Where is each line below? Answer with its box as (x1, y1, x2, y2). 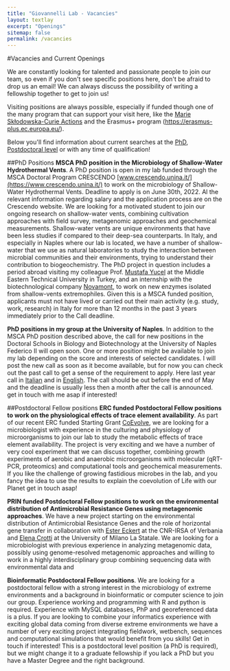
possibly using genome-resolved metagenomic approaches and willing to (7, 548, 215, 556)
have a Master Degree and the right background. (7, 657, 146, 665)
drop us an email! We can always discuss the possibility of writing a (7, 82, 198, 91)
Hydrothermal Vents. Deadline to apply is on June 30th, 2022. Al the (25, 188, 218, 196)
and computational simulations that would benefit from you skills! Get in (7, 635, 209, 643)
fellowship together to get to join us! (7, 90, 109, 98)
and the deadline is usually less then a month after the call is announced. (7, 384, 214, 392)
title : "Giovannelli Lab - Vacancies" (7, 10, 118, 17)
